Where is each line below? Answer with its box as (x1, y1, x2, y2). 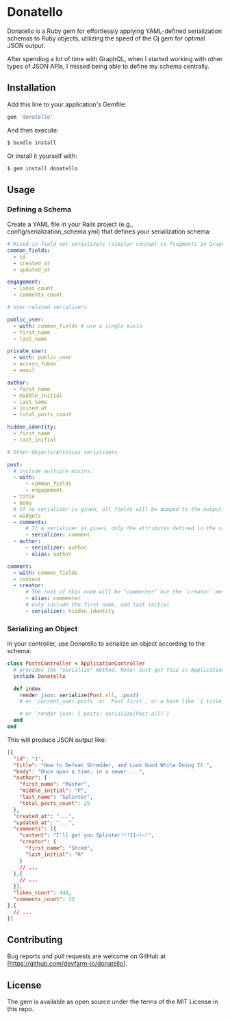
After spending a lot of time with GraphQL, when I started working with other (7, 54, 223, 63)
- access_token (13, 361, 57, 367)
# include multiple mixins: (13, 468, 94, 475)
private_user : (7, 348, 48, 354)
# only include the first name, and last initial (25, 602, 170, 609)
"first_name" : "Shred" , (25, 845, 94, 852)
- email (13, 367, 36, 374)
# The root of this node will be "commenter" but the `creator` (25, 589, 213, 596)
